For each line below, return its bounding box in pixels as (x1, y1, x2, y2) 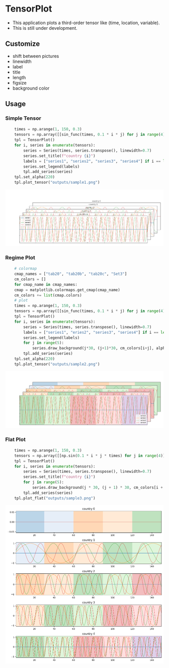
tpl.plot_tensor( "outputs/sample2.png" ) (14, 361, 100, 366)
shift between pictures (12, 53, 59, 59)
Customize (5, 40, 40, 48)
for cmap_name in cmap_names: (14, 282, 78, 287)
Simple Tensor (5, 115, 41, 122)
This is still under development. (12, 25, 78, 31)
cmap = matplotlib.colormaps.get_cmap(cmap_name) (14, 287, 121, 292)
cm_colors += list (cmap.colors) (14, 292, 82, 298)
